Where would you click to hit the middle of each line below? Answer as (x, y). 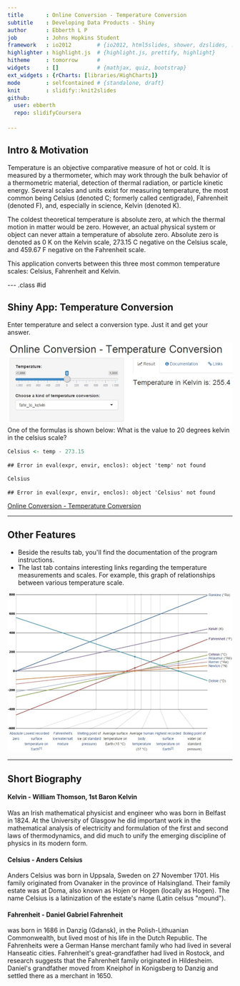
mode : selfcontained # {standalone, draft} (86, 83)
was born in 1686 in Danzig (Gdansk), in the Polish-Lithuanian (98, 930)
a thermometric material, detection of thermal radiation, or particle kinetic (115, 183)
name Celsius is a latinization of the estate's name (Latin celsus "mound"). (117, 898)
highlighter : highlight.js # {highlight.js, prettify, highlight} (111, 53)
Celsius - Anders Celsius (45, 860)
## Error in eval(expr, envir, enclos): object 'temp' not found (106, 466)
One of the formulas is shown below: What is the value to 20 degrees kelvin (119, 430)
